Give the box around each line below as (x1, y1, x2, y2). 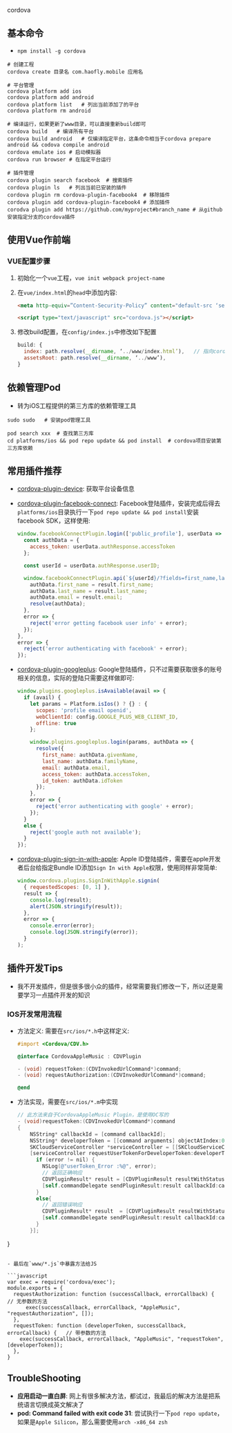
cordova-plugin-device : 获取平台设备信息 (17, 485, 135, 493)
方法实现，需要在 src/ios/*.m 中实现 (17, 1098, 119, 1106)
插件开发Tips (7, 962, 64, 974)
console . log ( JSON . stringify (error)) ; (30, 929, 139, 936)
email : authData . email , (42, 764, 110, 771)
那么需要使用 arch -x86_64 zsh (81, 1417, 168, 1426)
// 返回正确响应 (42, 1170, 83, 1177)
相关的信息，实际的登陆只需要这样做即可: (17, 674, 135, 682)
